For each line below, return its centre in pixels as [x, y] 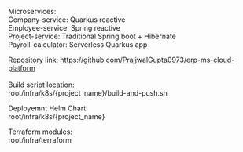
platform [22, 68]
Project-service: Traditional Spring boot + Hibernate [92, 36]
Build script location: [41, 85]
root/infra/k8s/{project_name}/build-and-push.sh [88, 93]
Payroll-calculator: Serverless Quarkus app [78, 45]
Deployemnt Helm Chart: [48, 108]
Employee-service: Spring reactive [64, 28]
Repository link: [33, 60]
